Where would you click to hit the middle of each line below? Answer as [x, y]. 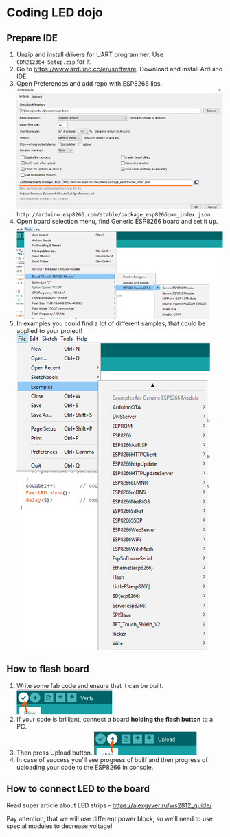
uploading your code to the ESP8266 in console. [85, 767]
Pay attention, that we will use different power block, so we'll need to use [110, 818]
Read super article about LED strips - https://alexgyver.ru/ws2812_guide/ [109, 805]
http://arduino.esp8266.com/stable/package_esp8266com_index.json [113, 215]
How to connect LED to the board [78, 789]
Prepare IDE [32, 38]
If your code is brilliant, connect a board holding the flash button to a [115, 719]
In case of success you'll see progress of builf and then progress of [112, 759]
